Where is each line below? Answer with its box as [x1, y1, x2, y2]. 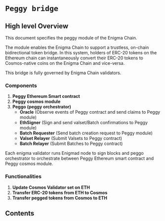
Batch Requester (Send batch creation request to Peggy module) [19, 130, 153, 136]
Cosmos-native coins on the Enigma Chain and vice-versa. [5, 60, 125, 66]
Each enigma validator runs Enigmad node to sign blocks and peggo [5, 150, 144, 156]
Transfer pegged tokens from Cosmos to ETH [12, 195, 108, 201]
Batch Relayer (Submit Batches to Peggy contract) [19, 140, 123, 147]
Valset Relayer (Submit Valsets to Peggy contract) [19, 135, 123, 141]
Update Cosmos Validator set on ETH [12, 184, 90, 190]
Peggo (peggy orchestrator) [12, 104, 72, 110]
